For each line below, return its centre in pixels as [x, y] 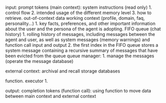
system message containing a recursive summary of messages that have [82, 50]
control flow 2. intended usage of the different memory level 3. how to [78, 13]
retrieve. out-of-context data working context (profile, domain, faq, [75, 18]
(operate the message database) [39, 61]
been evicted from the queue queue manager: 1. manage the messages [80, 56]
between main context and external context [51, 96]
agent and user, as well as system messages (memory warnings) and [78, 40]
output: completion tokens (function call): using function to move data [78, 91]
